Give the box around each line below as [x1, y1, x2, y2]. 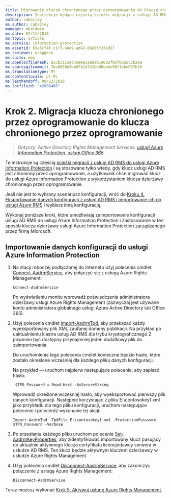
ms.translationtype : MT [5, 69, 56, 75]
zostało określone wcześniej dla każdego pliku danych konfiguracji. [12, 357, 154, 363]
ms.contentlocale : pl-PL [5, 74, 58, 79]
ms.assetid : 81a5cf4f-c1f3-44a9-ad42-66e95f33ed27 [5, 45, 115, 51]
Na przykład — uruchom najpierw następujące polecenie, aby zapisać [12, 367, 159, 373]
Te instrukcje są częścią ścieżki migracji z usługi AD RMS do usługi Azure [5, 159, 159, 165]
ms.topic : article [5, 36, 44, 41]
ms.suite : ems [5, 55, 36, 60]
